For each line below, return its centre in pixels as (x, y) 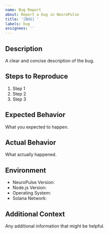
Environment (26, 170)
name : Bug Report (23, 10)
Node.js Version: (29, 187)
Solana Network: (29, 198)
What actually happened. (31, 154)
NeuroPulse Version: (33, 182)
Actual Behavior (31, 142)
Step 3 (19, 99)
